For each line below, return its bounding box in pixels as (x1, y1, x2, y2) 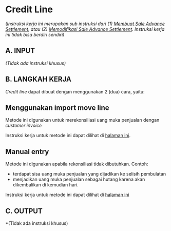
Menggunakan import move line (5, 103, 109, 112)
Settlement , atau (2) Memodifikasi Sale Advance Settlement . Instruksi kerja (5, 26, 165, 32)
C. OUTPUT (5, 206, 43, 215)
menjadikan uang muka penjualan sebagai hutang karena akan (12, 176, 145, 183)
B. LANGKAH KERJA (5, 75, 72, 84)
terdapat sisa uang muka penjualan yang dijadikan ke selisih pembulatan (12, 171, 166, 177)
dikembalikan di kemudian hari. (12, 182, 79, 188)
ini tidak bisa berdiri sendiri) (5, 31, 65, 37)
